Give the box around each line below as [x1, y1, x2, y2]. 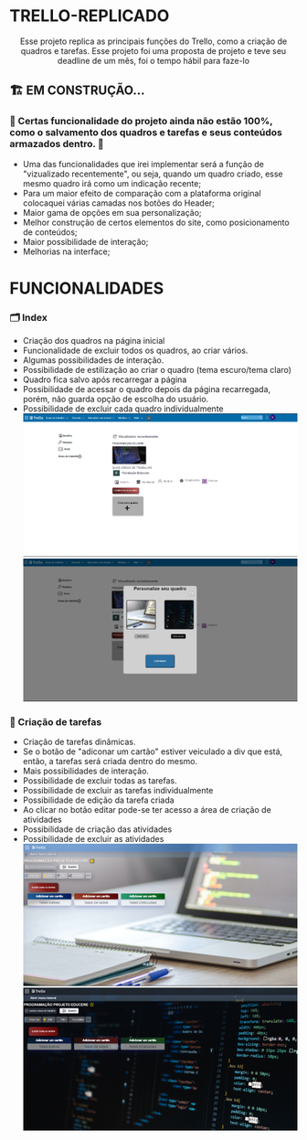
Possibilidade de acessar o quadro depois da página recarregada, [22, 384, 271, 395]
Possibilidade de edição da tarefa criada [22, 794, 175, 805]
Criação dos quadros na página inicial [22, 336, 165, 346]
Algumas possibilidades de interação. [22, 355, 164, 366]
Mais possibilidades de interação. [22, 765, 149, 776]
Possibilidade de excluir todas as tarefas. [22, 775, 177, 786]
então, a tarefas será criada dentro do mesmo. [22, 756, 198, 766]
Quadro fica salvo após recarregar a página [22, 374, 187, 385]
